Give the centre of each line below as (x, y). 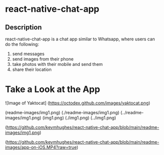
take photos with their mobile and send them (57, 64)
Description (23, 27)
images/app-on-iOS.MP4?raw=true (41, 147)
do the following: (22, 44)
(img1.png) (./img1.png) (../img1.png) (80, 118)
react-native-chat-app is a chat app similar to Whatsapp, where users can (80, 39)
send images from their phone (43, 59)
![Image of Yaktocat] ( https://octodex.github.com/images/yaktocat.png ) (78, 103)
